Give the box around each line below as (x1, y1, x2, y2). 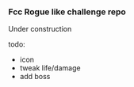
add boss (19, 72, 51, 81)
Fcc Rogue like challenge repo (8, 6, 126, 17)
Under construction (8, 25, 72, 34)
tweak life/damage (19, 63, 81, 73)
